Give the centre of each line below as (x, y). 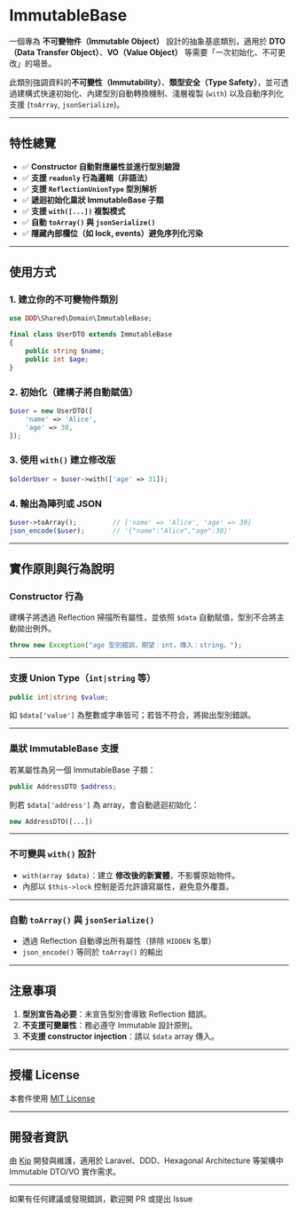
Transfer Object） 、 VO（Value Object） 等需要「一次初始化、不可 (157, 52)
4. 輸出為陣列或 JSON (55, 503)
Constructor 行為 (47, 597)
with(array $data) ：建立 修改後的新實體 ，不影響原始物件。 (131, 875)
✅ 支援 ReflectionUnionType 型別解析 (90, 188)
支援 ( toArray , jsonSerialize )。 (67, 104)
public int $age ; (57, 359)
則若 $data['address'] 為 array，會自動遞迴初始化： (104, 804)
